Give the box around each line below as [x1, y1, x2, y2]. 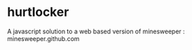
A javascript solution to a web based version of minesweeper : [7, 27, 185, 35]
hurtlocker [7, 4, 69, 20]
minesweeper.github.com [7, 34, 80, 42]
